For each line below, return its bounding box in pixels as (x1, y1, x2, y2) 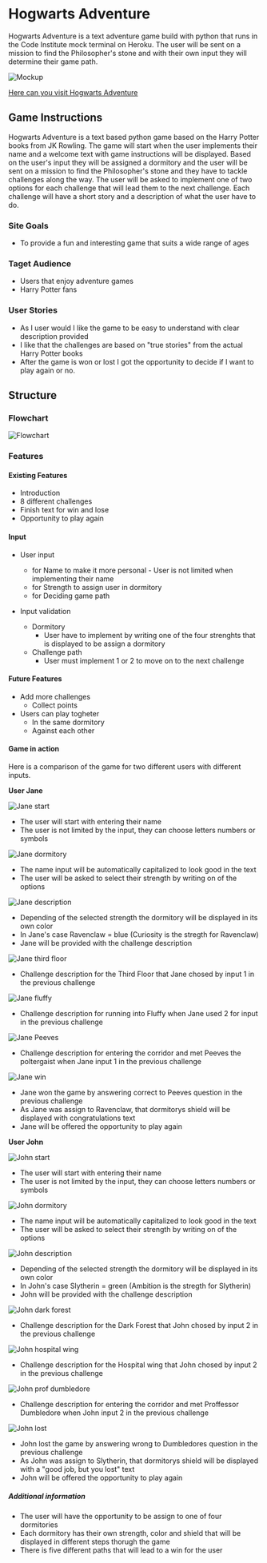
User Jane (8, 786, 43, 795)
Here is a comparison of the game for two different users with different (8, 762, 241, 772)
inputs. (8, 771, 31, 780)
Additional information (8, 1491, 86, 1501)
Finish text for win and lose (19, 505, 110, 515)
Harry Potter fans (19, 285, 78, 294)
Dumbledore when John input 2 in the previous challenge (19, 1408, 209, 1417)
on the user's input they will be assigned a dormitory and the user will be (8, 157, 248, 167)
